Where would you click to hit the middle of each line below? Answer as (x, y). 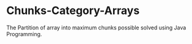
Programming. (24, 34)
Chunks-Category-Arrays (73, 11)
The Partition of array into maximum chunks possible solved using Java (96, 28)
